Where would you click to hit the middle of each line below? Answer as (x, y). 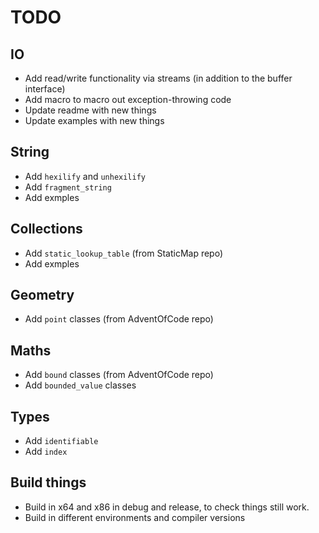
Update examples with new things (94, 120)
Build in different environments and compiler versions (135, 517)
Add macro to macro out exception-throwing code (128, 99)
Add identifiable (61, 441)
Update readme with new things (90, 110)
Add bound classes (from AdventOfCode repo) (119, 375)
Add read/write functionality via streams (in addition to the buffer (158, 78)
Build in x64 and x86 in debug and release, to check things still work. (167, 507)
